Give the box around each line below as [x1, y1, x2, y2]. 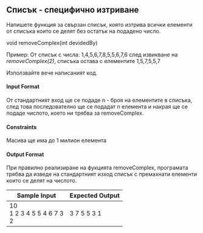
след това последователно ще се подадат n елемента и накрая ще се [6, 103, 188, 110]
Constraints [6, 123, 37, 130]
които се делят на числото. [6, 177, 77, 184]
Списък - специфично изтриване [6, 5, 139, 15]
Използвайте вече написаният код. [6, 69, 98, 76]
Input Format [6, 83, 40, 90]
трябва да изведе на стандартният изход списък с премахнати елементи [6, 171, 198, 178]
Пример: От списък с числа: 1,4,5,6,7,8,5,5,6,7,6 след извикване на [6, 51, 178, 58]
